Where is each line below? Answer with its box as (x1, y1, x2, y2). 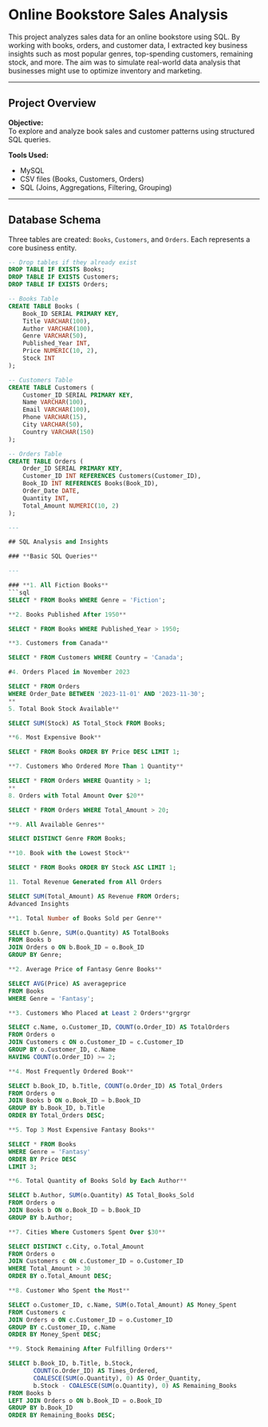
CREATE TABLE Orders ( (8, 457, 84, 465)
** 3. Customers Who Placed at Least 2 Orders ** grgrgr (8, 1009, 191, 1017)
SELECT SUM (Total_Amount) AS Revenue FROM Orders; (8, 892, 180, 900)
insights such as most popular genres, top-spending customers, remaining (8, 49, 254, 58)
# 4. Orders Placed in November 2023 (8, 668, 130, 676)
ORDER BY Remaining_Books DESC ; (8, 1411, 116, 1420)
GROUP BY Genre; (8, 951, 62, 959)
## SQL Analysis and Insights (8, 538, 109, 546)
